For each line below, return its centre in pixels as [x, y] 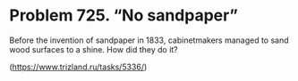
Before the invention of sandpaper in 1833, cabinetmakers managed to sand [149, 40]
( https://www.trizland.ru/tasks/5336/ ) [78, 67]
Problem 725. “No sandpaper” [124, 16]
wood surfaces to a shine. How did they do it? [94, 49]
